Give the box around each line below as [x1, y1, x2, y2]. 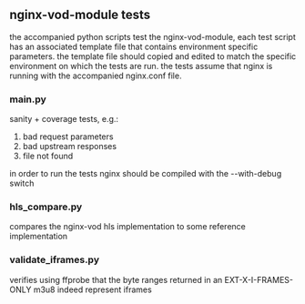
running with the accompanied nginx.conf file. [9, 70, 182, 81]
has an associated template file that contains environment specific [9, 41, 259, 52]
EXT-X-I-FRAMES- [224, 274, 294, 285]
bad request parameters [22, 131, 114, 142]
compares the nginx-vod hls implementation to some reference [9, 221, 246, 232]
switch [9, 177, 35, 189]
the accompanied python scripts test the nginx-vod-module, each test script [9, 31, 296, 42]
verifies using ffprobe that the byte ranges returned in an [9, 274, 223, 285]
